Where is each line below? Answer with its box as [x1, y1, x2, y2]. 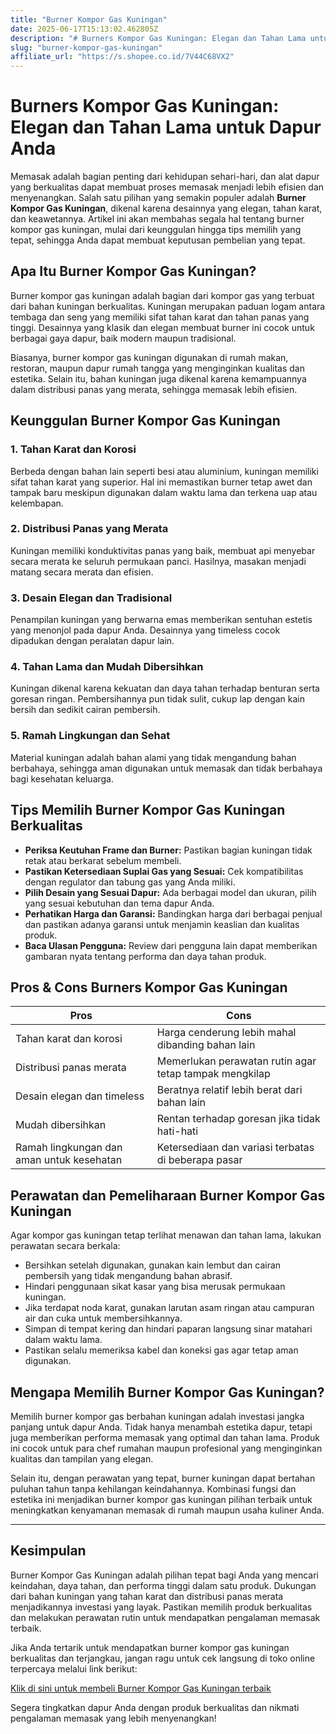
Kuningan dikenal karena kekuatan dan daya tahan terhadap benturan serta [10, 682, 320, 695]
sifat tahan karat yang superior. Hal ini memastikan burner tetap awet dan [10, 476, 313, 488]
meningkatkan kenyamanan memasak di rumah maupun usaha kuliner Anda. [10, 1504, 325, 1516]
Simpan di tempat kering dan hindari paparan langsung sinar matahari [24, 1323, 313, 1335]
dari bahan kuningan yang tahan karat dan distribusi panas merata [10, 1590, 284, 1602]
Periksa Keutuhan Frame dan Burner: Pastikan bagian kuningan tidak [24, 844, 313, 856]
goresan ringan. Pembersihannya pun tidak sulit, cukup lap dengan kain [10, 693, 306, 705]
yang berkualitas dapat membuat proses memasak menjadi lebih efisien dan [10, 181, 325, 193]
